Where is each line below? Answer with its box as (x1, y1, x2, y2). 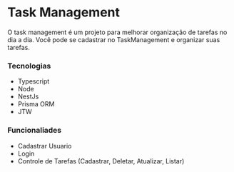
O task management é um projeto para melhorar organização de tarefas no (7, 28, 228, 36)
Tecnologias (7, 61, 51, 71)
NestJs (17, 92, 39, 101)
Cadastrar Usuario (17, 141, 72, 150)
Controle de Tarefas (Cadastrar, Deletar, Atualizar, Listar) (17, 156, 185, 165)
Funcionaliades (7, 126, 62, 136)
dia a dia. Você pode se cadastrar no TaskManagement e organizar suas (7, 35, 220, 44)
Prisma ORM (17, 100, 55, 108)
